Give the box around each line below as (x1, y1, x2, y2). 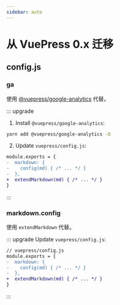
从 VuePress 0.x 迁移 (6, 37, 114, 51)
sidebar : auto (6, 9, 43, 15)
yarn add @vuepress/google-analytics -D (6, 131, 111, 137)
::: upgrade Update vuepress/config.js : (6, 235, 107, 243)
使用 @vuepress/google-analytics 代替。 (6, 95, 110, 102)
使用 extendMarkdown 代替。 (6, 223, 75, 230)
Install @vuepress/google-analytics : (15, 119, 105, 126)
